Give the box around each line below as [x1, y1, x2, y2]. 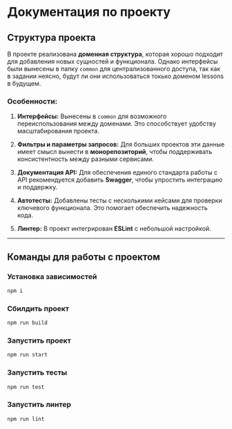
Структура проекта [7, 32, 96, 44]
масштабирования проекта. [17, 127, 100, 135]
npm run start [7, 352, 48, 359]
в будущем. [7, 79, 41, 87]
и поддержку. [17, 183, 58, 191]
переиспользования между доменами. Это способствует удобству [17, 120, 216, 128]
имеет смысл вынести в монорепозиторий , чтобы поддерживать [17, 148, 213, 156]
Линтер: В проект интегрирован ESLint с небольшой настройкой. [17, 225, 212, 233]
